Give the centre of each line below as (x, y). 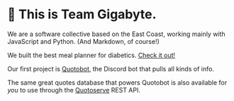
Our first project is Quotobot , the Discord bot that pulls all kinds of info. (111, 69)
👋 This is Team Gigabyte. (82, 14)
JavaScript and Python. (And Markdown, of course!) (83, 41)
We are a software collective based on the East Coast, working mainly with (116, 34)
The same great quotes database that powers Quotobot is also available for (117, 82)
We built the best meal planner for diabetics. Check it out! (91, 55)
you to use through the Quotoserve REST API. (74, 90)
